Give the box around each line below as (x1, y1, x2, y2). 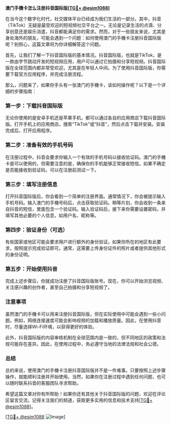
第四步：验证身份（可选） (5, 226, 68, 233)
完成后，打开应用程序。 (5, 127, 54, 134)
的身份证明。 (5, 251, 32, 258)
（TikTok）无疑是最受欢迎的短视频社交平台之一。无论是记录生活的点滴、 (5, 22, 158, 28)
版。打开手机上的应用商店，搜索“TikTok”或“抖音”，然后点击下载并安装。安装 (5, 121, 165, 127)
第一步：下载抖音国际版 (5, 102, 63, 109)
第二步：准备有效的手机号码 (5, 141, 73, 149)
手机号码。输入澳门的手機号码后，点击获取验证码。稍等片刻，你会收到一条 (5, 200, 161, 206)
